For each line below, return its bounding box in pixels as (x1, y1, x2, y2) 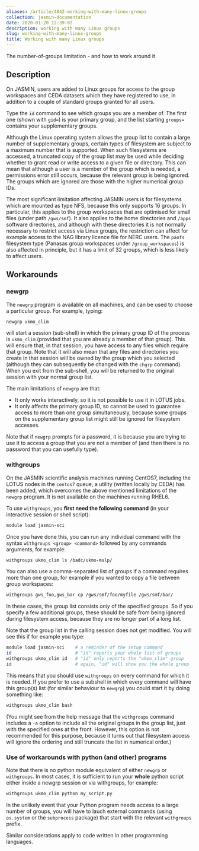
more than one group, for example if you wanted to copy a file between (6, 574, 180, 582)
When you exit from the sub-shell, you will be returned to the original (6, 367, 174, 374)
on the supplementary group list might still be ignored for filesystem (14, 415, 181, 423)
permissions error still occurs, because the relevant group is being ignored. (6, 172, 190, 179)
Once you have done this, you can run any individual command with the (6, 533, 181, 540)
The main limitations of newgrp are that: (6, 385, 101, 392)
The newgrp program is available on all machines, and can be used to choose (6, 301, 192, 308)
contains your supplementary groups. (6, 122, 98, 129)
